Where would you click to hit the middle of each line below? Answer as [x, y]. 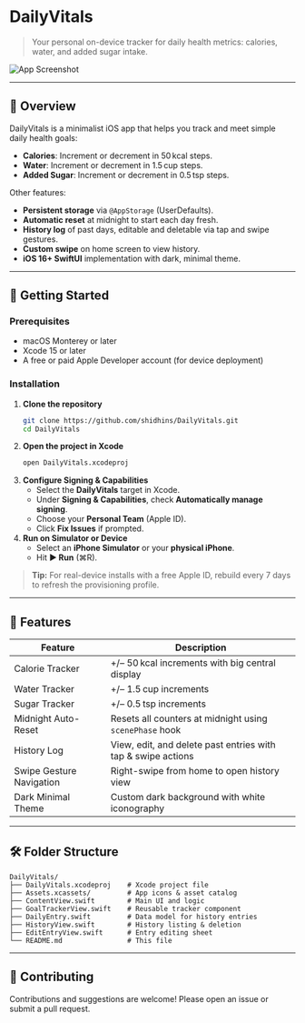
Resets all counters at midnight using [189, 718]
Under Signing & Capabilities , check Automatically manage [149, 500]
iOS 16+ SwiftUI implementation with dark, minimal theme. [131, 258]
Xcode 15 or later [54, 351]
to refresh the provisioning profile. [95, 585]
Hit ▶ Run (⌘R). [67, 557]
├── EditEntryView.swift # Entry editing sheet [111, 933]
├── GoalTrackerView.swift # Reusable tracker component [126, 908]
